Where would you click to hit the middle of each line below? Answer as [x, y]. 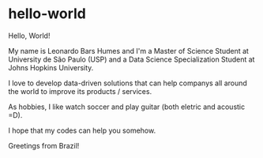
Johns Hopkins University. [51, 67]
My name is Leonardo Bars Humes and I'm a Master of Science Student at [128, 51]
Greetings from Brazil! [44, 145]
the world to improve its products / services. [80, 91]
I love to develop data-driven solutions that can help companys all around [128, 83]
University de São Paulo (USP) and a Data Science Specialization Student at [131, 59]
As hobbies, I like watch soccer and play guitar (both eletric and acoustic [127, 107]
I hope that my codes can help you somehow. [82, 130]
